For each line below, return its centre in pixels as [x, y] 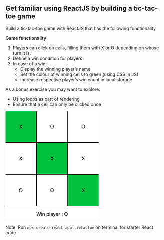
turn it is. [22, 53]
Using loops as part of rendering [46, 99]
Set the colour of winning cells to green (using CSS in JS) [79, 74]
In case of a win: [29, 64]
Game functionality [26, 38]
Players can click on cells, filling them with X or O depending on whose [86, 48]
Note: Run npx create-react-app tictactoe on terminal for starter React [79, 227]
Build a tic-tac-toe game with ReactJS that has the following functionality [81, 28]
